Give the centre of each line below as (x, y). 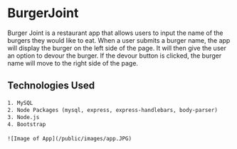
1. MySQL (20, 103)
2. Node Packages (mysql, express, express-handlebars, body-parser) (113, 110)
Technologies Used (51, 86)
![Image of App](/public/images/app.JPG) (70, 138)
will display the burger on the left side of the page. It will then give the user (117, 48)
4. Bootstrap (27, 124)
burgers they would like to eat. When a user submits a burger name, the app (119, 40)
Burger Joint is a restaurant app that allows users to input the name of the (115, 33)
